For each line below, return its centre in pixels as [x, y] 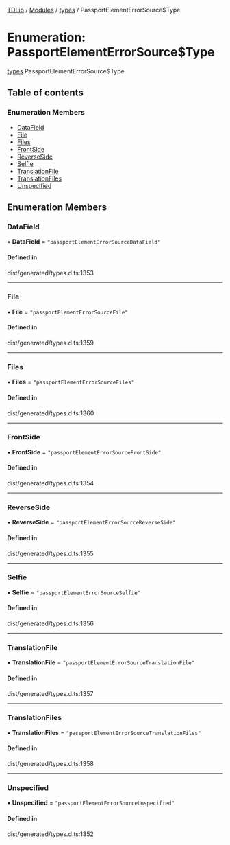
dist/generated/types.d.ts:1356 [51, 623]
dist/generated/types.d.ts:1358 [51, 764]
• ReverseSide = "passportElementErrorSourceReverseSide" [91, 522]
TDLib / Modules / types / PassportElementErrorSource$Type [94, 10]
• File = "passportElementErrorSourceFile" [68, 312]
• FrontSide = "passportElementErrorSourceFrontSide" [84, 452]
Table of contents [45, 93]
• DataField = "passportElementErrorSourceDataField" [84, 242]
